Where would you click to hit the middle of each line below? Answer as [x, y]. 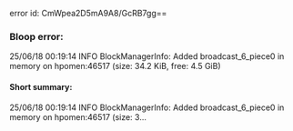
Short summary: [41, 86]
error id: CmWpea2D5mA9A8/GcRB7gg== [88, 13]
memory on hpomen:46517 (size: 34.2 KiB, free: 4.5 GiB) [115, 66]
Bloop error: [36, 36]
